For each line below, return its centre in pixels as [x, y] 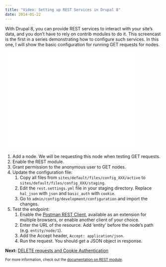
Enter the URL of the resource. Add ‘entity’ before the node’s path [86, 225]
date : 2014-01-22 [23, 14]
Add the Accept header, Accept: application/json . [72, 235]
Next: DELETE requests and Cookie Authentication [57, 250]
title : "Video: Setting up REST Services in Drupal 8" [63, 10]
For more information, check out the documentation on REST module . [64, 260]
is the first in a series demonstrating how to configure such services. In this [82, 39]
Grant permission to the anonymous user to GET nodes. [69, 167]
